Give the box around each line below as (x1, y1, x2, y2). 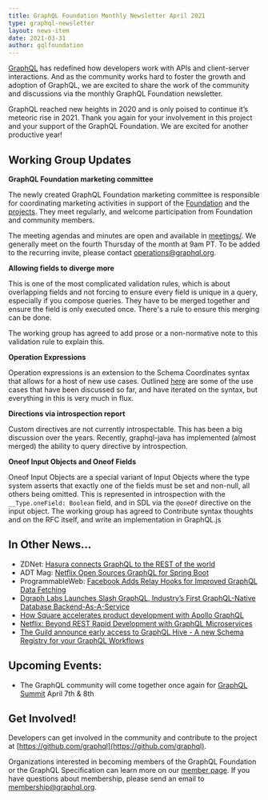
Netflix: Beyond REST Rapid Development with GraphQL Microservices (19, 618, 253, 628)
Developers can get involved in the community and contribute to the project (8, 733, 258, 742)
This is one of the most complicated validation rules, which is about (8, 278, 230, 288)
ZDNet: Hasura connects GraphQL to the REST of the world (19, 559, 216, 569)
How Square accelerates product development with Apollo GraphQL (19, 610, 244, 620)
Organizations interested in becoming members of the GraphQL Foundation (8, 757, 257, 766)
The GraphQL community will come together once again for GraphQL (19, 680, 248, 690)
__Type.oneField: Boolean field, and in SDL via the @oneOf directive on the (8, 498, 251, 507)
